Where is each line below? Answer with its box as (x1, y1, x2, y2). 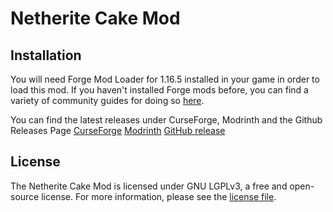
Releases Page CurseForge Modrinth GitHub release (10, 125, 226, 136)
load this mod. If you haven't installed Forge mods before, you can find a (10, 84, 309, 96)
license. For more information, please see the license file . (41, 190, 277, 202)
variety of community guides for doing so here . (10, 95, 205, 106)
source (10, 190, 40, 202)
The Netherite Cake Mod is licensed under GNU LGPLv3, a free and (10, 180, 288, 192)
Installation (10, 47, 82, 64)
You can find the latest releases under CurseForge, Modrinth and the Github (10, 114, 323, 126)
